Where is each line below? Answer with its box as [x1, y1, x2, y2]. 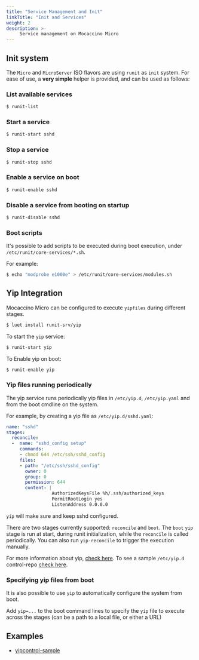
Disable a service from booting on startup [6, 201, 130, 209]
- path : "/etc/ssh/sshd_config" [19, 462, 100, 469]
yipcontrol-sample [14, 646, 60, 654]
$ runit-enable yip [6, 367, 55, 373]
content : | [25, 485, 52, 491]
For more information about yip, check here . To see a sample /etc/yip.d [6, 554, 185, 561]
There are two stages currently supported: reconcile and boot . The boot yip [6, 524, 193, 531]
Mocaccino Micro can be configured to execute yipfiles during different [6, 304, 186, 311]
